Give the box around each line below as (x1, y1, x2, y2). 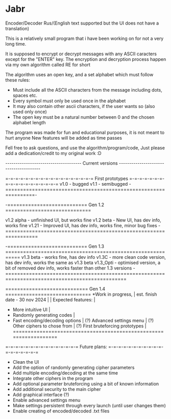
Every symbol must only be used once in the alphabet (12, 98, 126, 104)
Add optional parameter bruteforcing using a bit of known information (12, 381, 159, 387)
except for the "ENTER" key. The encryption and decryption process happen (5, 56, 166, 62)
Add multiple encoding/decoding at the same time (12, 369, 118, 376)
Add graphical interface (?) (12, 391, 69, 398)
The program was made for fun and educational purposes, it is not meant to (5, 129, 165, 136)
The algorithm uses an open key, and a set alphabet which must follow (5, 71, 154, 77)
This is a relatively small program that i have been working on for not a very (5, 35, 164, 41)
